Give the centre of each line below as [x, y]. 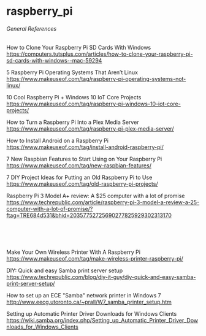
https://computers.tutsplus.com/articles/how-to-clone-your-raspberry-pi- [100, 54]
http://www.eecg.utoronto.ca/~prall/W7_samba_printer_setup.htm [89, 302]
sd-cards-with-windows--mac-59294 [54, 61]
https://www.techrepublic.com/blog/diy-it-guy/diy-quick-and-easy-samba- [101, 277]
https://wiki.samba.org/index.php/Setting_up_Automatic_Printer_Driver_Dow [102, 321]
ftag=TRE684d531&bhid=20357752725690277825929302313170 [89, 215]
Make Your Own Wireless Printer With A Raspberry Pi [74, 252]
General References [32, 28]
